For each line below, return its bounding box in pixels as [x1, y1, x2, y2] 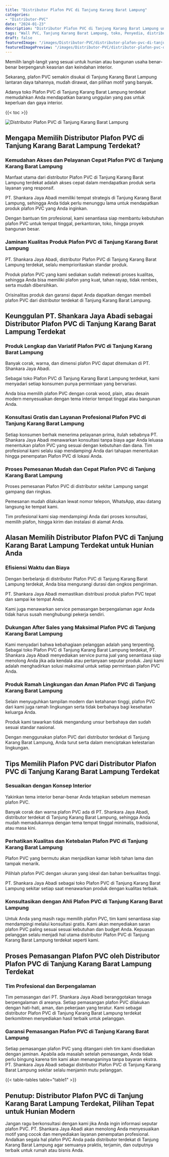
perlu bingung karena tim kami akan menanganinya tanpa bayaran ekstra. [5, 1056, 157, 1062]
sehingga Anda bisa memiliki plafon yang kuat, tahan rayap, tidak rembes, [5, 276, 158, 282]
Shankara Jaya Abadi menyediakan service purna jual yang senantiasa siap [5, 652, 161, 658]
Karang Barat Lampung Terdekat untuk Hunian [5, 541, 154, 550]
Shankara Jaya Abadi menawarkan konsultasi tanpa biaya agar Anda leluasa [5, 437, 163, 443]
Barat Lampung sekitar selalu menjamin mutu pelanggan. [5, 1067, 123, 1073]
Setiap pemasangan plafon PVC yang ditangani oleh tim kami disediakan [5, 1046, 155, 1052]
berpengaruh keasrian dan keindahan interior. [18, 64, 113, 70]
